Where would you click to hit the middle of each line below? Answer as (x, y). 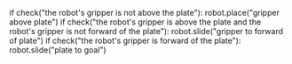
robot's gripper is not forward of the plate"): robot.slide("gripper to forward (146, 31)
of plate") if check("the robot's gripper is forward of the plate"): (125, 40)
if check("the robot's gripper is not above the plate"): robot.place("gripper (144, 13)
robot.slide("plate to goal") (58, 50)
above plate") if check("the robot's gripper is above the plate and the (135, 22)
